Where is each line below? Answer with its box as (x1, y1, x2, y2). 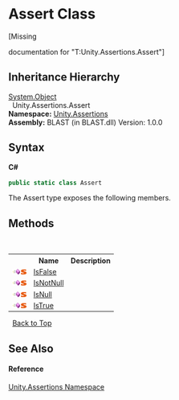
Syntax (8, 141, 45, 155)
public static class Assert (8, 179, 103, 187)
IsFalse (33, 267, 57, 276)
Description (71, 255, 111, 266)
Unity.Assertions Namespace (8, 381, 105, 391)
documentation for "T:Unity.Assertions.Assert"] (8, 47, 165, 56)
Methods (8, 216, 55, 230)
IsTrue (33, 300, 55, 310)
